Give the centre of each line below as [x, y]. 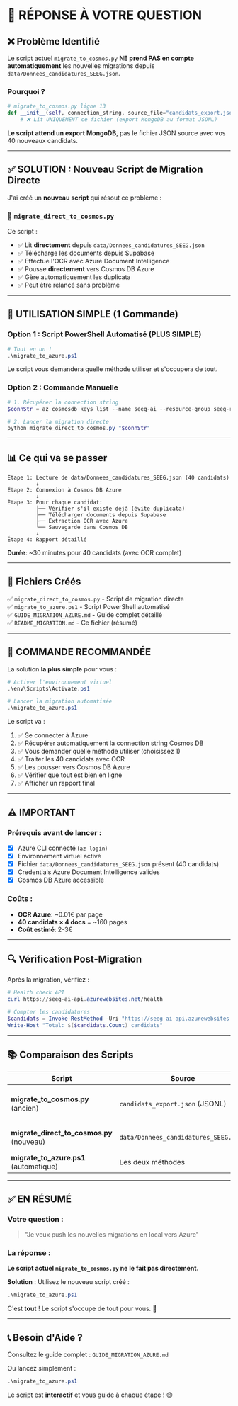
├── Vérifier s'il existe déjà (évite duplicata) [110, 509]
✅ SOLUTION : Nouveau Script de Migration [105, 170]
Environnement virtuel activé [59, 856]
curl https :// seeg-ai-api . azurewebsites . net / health [85, 999]
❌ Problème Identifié [54, 41]
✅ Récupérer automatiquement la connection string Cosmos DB [110, 743]
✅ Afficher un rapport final [56, 783]
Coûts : [20, 899]
